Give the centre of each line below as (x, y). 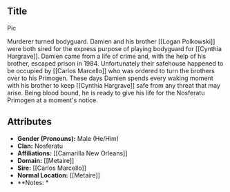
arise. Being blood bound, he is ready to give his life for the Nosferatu (106, 93)
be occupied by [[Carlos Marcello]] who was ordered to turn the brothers (111, 70)
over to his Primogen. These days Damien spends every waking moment (110, 78)
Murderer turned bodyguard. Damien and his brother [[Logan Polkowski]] (111, 41)
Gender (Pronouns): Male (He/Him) (68, 138)
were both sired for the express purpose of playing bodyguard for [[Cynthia (115, 48)
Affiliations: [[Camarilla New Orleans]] (72, 153)
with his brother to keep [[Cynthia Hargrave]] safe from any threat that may (114, 85)
